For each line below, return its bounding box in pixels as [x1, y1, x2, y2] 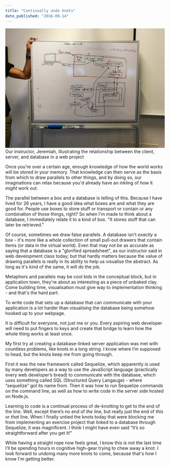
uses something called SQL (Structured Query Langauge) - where [5, 377, 143, 383]
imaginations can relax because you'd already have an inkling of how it [5, 179, 153, 185]
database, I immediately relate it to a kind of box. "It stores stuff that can [5, 216, 156, 222]
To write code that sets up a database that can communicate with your [5, 299, 153, 305]
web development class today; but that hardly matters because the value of [5, 253, 163, 259]
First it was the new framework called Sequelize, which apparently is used [5, 361, 160, 367]
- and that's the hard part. [5, 290, 59, 296]
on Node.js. [5, 393, 29, 399]
